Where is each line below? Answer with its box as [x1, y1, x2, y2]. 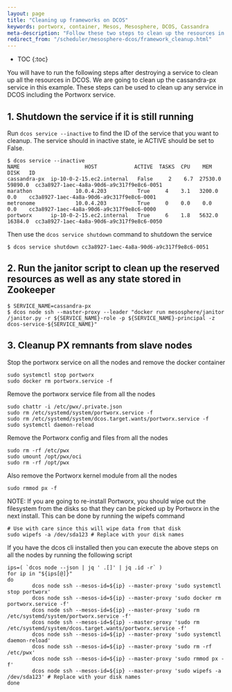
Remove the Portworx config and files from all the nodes [7, 433, 168, 441]
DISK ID [7, 169, 36, 176]
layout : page [7, 10, 45, 17]
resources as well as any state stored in [7, 273, 181, 285]
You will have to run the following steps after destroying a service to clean [7, 69, 218, 77]
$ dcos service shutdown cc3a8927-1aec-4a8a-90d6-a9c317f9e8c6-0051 [7, 244, 209, 251]
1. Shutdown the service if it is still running [7, 110, 194, 122]
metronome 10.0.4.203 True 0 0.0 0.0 [7, 199, 213, 207]
